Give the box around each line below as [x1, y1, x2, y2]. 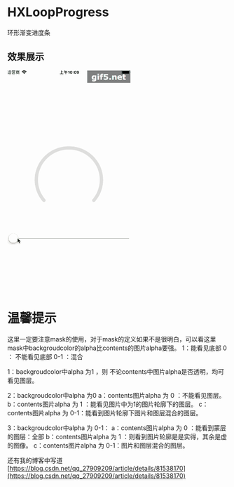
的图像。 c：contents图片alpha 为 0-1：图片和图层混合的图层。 [7, 441, 189, 450]
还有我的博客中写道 [7, 456, 63, 465]
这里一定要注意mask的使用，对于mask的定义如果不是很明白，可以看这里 [7, 335, 216, 343]
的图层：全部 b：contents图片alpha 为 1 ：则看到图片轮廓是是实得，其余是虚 [7, 432, 228, 441]
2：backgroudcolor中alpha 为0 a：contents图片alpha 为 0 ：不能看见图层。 [7, 391, 226, 399]
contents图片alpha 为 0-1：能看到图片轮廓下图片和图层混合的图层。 [7, 408, 202, 417]
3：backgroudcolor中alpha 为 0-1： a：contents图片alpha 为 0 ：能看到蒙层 [7, 423, 226, 432]
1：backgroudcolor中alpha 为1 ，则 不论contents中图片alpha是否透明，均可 [7, 367, 224, 376]
